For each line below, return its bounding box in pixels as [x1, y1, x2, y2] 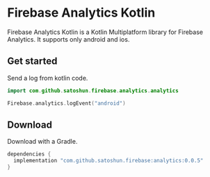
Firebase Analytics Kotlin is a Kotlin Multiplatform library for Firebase [7, 28, 204, 36]
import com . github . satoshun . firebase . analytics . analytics [7, 87, 179, 94]
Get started [7, 56, 58, 67]
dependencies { [7, 151, 51, 158]
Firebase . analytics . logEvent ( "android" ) [7, 99, 127, 107]
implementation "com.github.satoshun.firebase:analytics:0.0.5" [13, 158, 204, 165]
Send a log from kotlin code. [7, 74, 88, 82]
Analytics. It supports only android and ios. [7, 35, 130, 43]
